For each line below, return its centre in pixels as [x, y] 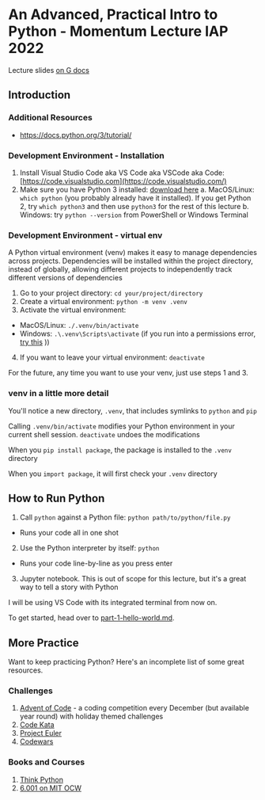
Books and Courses [47, 762]
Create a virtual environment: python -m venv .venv [103, 302]
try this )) [34, 342]
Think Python [41, 779]
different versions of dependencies [65, 278]
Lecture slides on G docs [49, 70]
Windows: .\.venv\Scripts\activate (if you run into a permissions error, [137, 333]
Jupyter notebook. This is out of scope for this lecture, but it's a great [133, 579]
